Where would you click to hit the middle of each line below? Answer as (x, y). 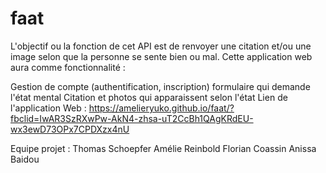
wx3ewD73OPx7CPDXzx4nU (70, 129)
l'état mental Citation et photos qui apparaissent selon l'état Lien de (149, 97)
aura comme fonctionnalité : (68, 67)
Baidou (25, 159)
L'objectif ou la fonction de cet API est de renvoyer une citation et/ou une (161, 46)
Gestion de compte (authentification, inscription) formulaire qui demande (160, 86)
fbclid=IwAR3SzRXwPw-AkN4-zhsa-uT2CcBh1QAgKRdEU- (132, 118)
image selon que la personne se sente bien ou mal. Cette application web (161, 56)
